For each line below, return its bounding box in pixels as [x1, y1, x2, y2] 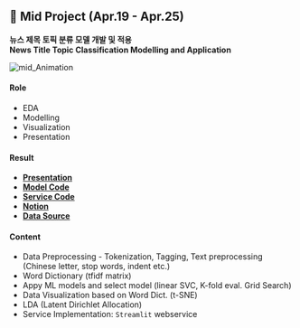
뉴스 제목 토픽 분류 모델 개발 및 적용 [9, 33, 133, 45]
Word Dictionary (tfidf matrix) [22, 270, 132, 281]
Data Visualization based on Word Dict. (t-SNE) [22, 290, 198, 301]
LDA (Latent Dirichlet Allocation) [22, 299, 143, 310]
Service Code [22, 192, 75, 202]
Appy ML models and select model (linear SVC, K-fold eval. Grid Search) [22, 280, 292, 291]
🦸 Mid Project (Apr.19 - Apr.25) [9, 9, 184, 24]
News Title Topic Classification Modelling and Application [9, 44, 232, 55]
